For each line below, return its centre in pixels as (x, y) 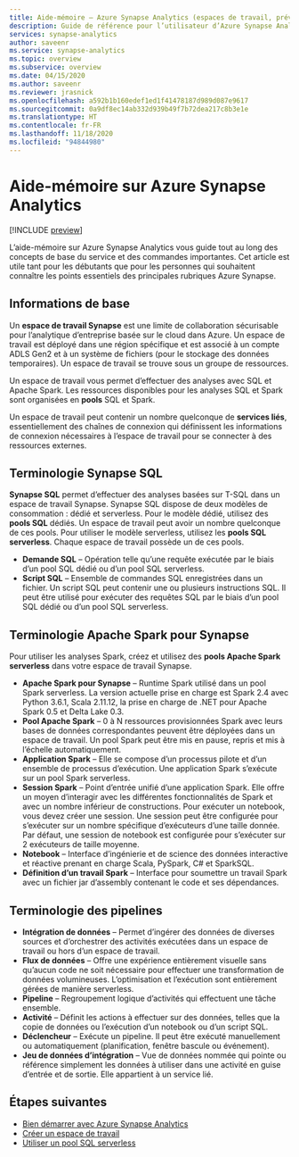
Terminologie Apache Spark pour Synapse (129, 635)
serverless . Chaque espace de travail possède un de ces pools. (127, 542)
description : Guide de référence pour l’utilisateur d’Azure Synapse (141, 26)
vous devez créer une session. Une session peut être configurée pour (150, 816)
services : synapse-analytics (63, 34)
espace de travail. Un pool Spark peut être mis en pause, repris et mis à (154, 740)
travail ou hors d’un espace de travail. (91, 951)
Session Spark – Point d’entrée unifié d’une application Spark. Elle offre (153, 787)
